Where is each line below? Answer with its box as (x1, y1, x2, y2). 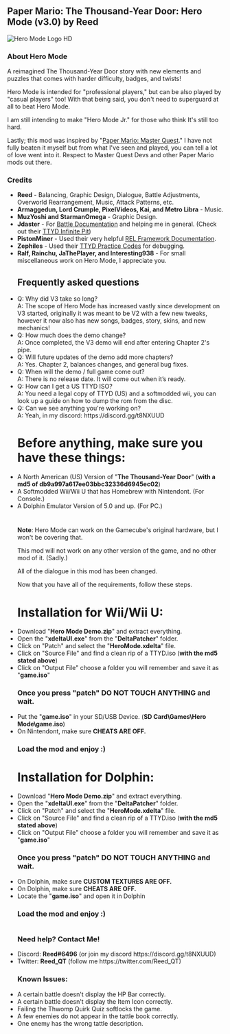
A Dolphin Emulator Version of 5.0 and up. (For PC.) (16, 502, 163, 510)
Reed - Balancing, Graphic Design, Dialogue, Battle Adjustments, (16, 191, 200, 199)
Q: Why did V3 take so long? (16, 295, 98, 303)
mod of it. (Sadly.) (16, 554, 68, 562)
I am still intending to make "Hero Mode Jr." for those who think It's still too (7, 116, 219, 124)
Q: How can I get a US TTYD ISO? (16, 382, 113, 391)
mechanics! (16, 324, 50, 332)
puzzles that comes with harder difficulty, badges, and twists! (7, 75, 182, 83)
